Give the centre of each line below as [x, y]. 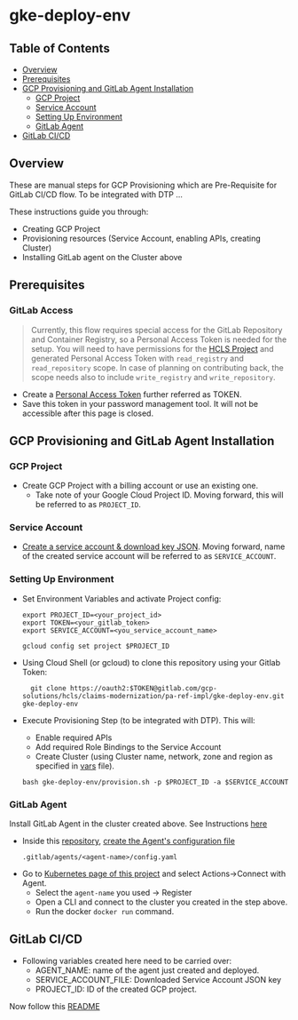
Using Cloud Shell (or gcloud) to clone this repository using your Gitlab [151, 662]
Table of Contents [60, 48]
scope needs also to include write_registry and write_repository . [153, 377]
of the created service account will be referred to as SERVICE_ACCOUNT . [149, 556]
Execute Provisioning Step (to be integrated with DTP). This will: [138, 720]
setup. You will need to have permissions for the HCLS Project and [152, 348]
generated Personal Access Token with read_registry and [137, 358]
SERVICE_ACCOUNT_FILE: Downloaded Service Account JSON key [158, 979]
